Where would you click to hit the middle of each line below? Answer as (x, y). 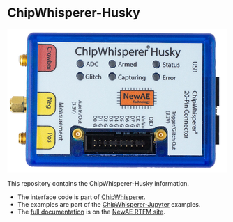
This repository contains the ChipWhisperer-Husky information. (98, 184)
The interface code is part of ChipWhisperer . (81, 197)
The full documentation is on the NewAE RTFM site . (91, 212)
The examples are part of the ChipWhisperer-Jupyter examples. (109, 205)
